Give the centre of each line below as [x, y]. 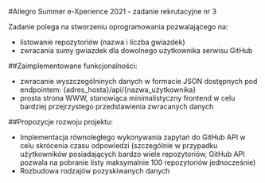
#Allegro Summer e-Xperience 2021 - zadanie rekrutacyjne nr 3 [113, 11]
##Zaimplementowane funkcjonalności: [73, 66]
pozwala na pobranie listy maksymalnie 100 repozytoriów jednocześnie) [138, 162]
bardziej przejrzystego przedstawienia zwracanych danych [117, 107]
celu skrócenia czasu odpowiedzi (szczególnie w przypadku [119, 145]
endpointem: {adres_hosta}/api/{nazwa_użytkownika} [108, 90]
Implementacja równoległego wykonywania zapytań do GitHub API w [133, 137]
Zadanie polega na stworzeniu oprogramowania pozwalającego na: [118, 27]
